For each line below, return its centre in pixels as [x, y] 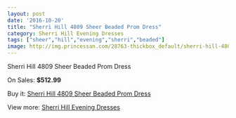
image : [17, 46]
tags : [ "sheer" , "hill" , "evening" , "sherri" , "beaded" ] [86, 40]
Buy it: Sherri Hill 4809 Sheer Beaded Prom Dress [79, 93]
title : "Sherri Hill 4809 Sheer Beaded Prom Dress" [84, 27]
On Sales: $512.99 [34, 80]
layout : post [26, 14]
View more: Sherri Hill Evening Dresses [64, 107]
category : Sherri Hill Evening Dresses [66, 33]
